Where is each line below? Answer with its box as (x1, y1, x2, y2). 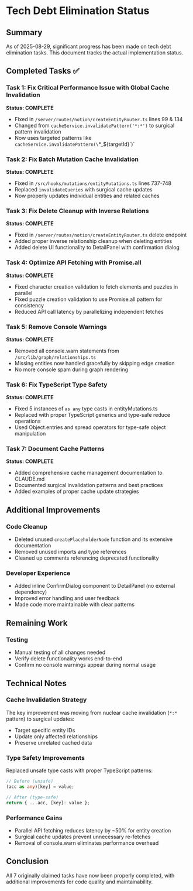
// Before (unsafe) (6, 779, 54, 784)
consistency (14, 301, 44, 309)
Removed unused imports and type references (14, 549, 127, 556)
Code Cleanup (6, 522, 48, 530)
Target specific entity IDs (14, 726, 75, 734)
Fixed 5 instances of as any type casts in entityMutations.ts (14, 405, 158, 412)
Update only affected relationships (14, 733, 98, 740)
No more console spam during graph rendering (14, 366, 129, 373)
